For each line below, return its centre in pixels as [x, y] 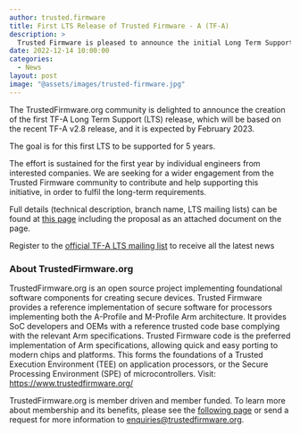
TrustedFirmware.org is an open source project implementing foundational [146, 288]
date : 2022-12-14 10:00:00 [59, 51]
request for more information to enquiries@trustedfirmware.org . [127, 419]
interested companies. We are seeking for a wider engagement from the [142, 173]
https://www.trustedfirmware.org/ [71, 383]
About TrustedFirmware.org [71, 268]
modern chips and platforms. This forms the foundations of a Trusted [136, 354]
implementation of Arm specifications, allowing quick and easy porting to [144, 345]
